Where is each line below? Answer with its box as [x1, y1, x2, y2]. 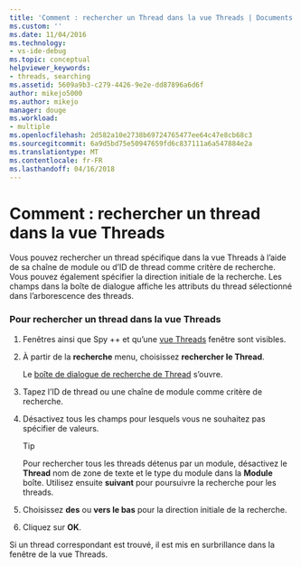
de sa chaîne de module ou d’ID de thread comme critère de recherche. [9, 262, 276, 273]
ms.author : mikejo [9, 97, 79, 107]
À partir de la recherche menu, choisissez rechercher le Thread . [22, 351, 265, 362]
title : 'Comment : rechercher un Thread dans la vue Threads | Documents [9, 13, 294, 23]
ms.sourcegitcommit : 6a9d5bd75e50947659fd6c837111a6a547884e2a [9, 139, 253, 148]
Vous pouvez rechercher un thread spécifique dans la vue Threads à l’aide [9, 252, 287, 263]
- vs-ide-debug [9, 47, 67, 56]
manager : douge [9, 106, 67, 115]
